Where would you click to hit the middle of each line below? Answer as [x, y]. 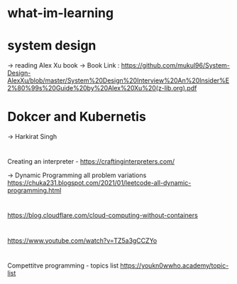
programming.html [34, 191]
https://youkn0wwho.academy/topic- [175, 265]
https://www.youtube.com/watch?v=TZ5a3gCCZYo [82, 241]
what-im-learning [61, 13]
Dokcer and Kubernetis [77, 117]
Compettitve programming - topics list [63, 265]
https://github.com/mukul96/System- [176, 65]
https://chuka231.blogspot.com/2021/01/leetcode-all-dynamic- [99, 183]
